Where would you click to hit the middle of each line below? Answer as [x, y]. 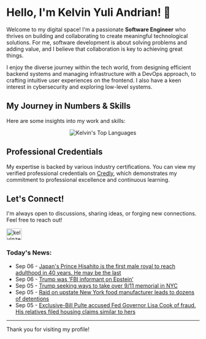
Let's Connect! [35, 199]
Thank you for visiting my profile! [48, 329]
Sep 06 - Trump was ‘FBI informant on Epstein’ [74, 279]
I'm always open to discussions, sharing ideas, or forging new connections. [101, 214]
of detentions [32, 299]
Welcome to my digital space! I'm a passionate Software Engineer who [96, 29]
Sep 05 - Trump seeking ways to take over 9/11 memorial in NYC [96, 285]
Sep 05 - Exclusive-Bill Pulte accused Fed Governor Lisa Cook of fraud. [105, 305]
